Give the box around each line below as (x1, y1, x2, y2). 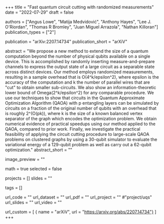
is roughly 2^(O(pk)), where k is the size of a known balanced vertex (5, 111, 143, 116)
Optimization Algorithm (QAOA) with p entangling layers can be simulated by (5, 100, 159, 106)
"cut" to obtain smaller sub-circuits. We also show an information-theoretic (5, 85, 157, 90)
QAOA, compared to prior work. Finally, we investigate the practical (5, 126, 141, 132)
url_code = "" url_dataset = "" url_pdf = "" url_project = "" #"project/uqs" (5, 194, 152, 200)
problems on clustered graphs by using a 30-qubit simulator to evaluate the (5, 136, 158, 142)
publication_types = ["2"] (5, 29, 56, 35)
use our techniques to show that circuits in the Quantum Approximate (5, 95, 145, 101)
